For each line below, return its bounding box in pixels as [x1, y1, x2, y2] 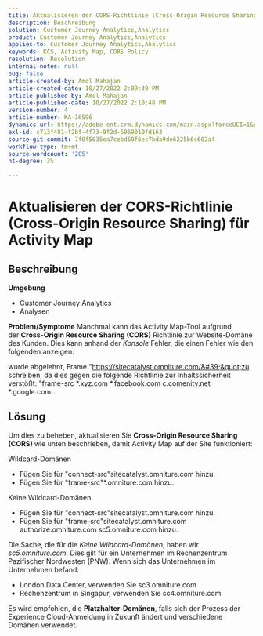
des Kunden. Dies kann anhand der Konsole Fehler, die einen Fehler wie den [8, 339, 254, 348]
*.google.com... [8, 387, 57, 397]
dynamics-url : [8, 121, 55, 129]
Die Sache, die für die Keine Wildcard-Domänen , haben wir [8, 540, 200, 549]
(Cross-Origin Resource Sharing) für [8, 215, 250, 232]
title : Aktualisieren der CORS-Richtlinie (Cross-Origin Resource [8, 11, 229, 20]
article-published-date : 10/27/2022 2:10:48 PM [8, 99, 167, 107]
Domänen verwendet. [8, 620, 78, 630]
